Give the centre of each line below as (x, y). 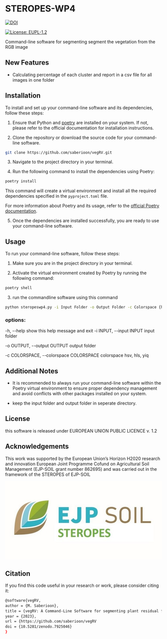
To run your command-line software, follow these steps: (63, 254)
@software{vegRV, (23, 600)
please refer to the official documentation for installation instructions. (83, 128)
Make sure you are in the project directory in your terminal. (73, 263)
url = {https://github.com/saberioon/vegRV (51, 622)
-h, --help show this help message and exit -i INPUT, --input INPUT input (80, 331)
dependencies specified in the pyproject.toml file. (57, 196)
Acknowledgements (37, 447)
